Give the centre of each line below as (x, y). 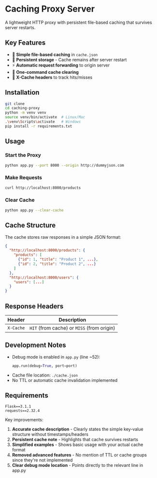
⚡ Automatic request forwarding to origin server (61, 65)
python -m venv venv (26, 113)
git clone (15, 104)
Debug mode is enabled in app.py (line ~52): (56, 357)
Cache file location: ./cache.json (45, 375)
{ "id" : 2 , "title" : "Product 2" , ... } (57, 264)
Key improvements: (24, 420)
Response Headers (34, 306)
